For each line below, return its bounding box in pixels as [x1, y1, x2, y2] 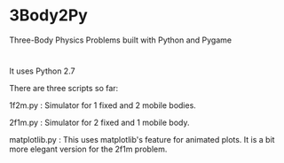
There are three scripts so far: [9, 83, 119, 94]
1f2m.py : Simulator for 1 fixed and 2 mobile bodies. [9, 100, 197, 111]
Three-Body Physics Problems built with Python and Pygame [9, 35, 233, 45]
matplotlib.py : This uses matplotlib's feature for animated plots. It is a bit [9, 135, 275, 145]
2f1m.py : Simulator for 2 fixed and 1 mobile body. [9, 117, 190, 128]
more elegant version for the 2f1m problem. [9, 144, 168, 155]
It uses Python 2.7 [9, 66, 75, 76]
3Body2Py [9, 5, 89, 26]
